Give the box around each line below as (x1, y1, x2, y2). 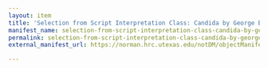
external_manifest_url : (8, 41, 88, 49)
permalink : (8, 33, 45, 42)
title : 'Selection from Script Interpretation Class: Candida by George (8, 19, 255, 27)
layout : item (8, 11, 52, 20)
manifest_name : (8, 26, 59, 34)
